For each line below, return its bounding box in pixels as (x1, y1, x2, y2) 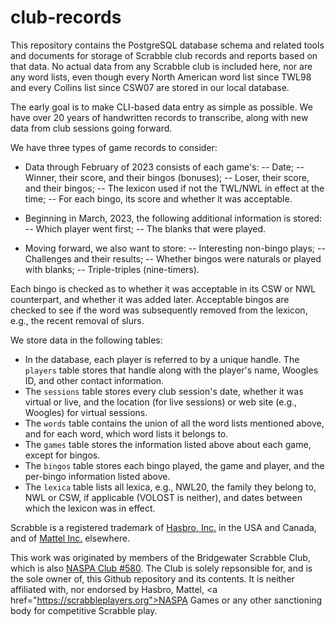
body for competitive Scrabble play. (10, 604, 158, 616)
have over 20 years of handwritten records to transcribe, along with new (10, 111, 309, 123)
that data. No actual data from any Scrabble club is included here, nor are (10, 60, 313, 72)
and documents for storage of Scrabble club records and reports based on (10, 49, 318, 61)
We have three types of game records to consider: (10, 141, 218, 153)
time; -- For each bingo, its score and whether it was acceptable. (24, 192, 293, 205)
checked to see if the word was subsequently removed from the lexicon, (10, 304, 308, 316)
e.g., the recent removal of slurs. (10, 314, 145, 326)
